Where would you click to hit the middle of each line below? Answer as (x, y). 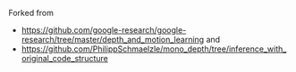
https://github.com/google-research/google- (104, 30)
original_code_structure (64, 58)
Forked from (31, 13)
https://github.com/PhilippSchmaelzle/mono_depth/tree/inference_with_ (154, 49)
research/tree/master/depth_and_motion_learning (113, 40)
